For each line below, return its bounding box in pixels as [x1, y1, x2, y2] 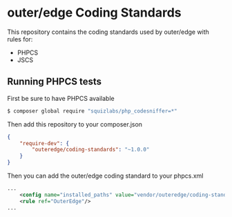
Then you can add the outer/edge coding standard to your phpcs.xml [7, 171, 204, 180]
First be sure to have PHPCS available [7, 94, 115, 102]
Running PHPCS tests [7, 76, 102, 88]
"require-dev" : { [19, 140, 70, 147]
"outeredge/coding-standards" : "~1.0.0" [32, 147, 150, 153]
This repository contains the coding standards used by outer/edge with [7, 28, 209, 36]
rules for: [7, 35, 33, 43]
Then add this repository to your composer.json [7, 120, 143, 129]
